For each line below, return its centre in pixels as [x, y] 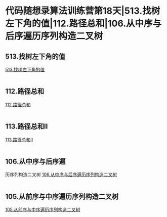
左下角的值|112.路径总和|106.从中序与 [83, 24]
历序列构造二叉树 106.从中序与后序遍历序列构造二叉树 [61, 175]
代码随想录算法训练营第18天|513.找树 [83, 11]
